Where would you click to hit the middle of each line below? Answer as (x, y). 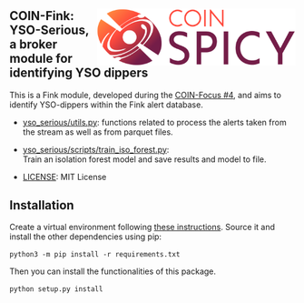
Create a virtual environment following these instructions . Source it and (142, 227)
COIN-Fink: (42, 16)
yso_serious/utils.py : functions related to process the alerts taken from (155, 122)
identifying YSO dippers (79, 73)
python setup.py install (56, 289)
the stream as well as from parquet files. (98, 132)
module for (41, 59)
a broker (34, 45)
